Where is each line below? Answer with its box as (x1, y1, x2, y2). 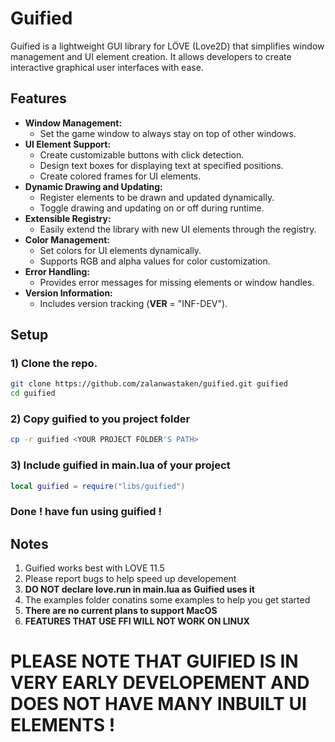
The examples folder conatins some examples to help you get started (24, 594, 311, 606)
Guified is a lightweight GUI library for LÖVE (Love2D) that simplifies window (10, 40, 325, 52)
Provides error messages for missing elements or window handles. (39, 276, 315, 288)
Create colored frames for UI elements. (39, 170, 202, 182)
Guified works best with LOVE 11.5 (24, 562, 165, 574)
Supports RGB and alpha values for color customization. (39, 255, 271, 267)
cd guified (10, 388, 56, 399)
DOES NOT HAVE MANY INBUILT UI (10, 693, 307, 716)
